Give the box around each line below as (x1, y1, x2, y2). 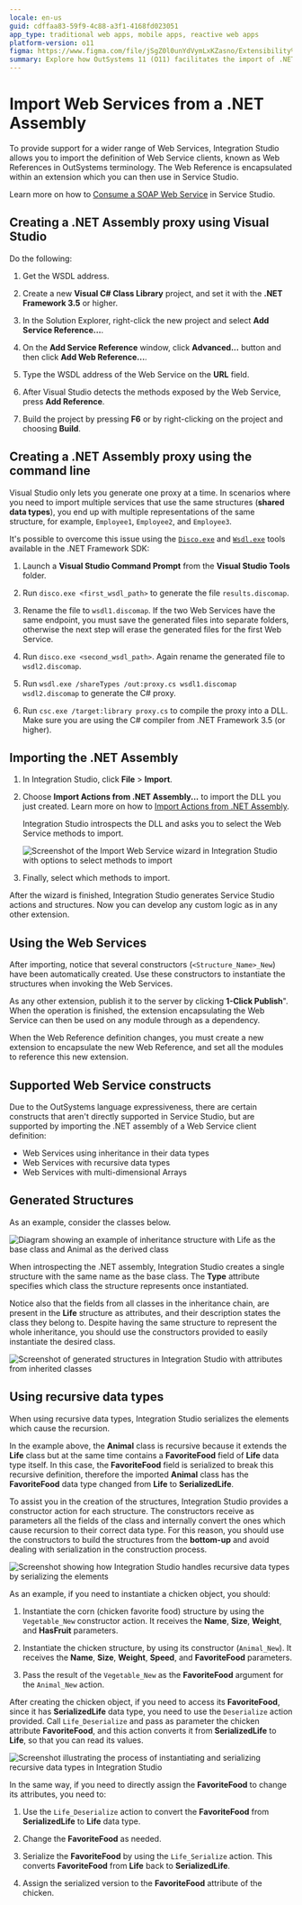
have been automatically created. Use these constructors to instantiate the (9, 969, 286, 980)
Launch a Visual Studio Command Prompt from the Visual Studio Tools (22, 560, 290, 571)
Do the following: (9, 253, 73, 264)
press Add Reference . (22, 395, 105, 406)
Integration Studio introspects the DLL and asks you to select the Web (22, 819, 281, 830)
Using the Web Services (9, 935, 147, 950)
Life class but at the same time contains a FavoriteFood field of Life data (9, 1449, 280, 1460)
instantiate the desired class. (9, 1336, 116, 1347)
